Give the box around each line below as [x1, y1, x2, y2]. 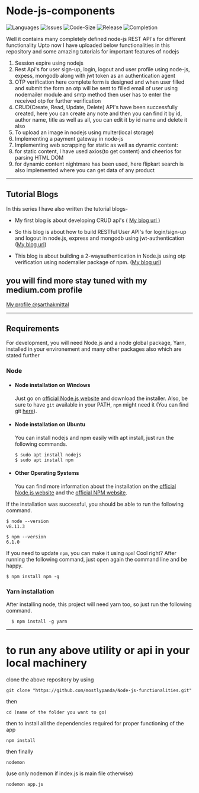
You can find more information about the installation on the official [14, 483, 176, 490]
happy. [6, 562, 23, 569]
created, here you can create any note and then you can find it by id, [14, 110, 182, 117]
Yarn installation [6, 587, 54, 595]
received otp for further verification [14, 97, 101, 104]
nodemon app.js [6, 782, 44, 788]
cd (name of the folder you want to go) [6, 709, 108, 716]
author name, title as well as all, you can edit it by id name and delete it [14, 116, 188, 123]
